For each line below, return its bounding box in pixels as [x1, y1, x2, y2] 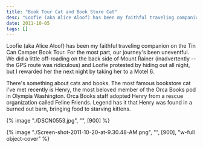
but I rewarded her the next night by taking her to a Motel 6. [6, 68, 155, 76]
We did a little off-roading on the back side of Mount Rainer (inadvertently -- [6, 55, 196, 62]
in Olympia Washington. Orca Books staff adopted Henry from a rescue [6, 92, 184, 100]
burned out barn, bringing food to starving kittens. [6, 105, 131, 112]
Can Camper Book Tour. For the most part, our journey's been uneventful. [6, 49, 190, 56]
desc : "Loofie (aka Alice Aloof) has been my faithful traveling [6, 14, 174, 21]
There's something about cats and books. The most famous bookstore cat [6, 80, 191, 87]
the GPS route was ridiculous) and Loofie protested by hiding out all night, [6, 62, 190, 69]
